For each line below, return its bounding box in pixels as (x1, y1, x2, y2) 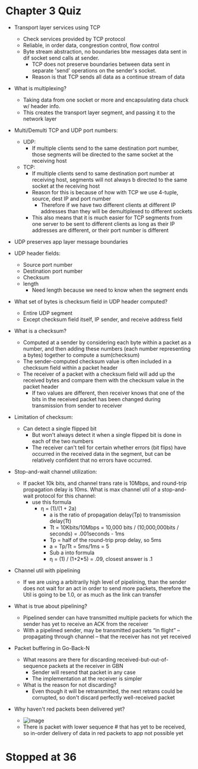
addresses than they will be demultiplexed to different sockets (40, 207, 193, 215)
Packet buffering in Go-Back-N (14, 644, 90, 651)
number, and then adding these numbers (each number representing (23, 345, 191, 352)
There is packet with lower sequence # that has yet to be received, (23, 723, 186, 730)
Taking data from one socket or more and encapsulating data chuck (23, 96, 189, 103)
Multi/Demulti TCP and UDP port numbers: (14, 127, 118, 134)
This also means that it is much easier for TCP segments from (31, 214, 183, 221)
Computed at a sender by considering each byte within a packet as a (23, 339, 191, 346)
